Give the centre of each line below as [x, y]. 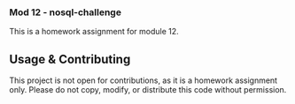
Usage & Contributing [70, 59]
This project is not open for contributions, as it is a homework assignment [143, 80]
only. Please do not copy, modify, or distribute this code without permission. [148, 90]
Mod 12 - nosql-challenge [66, 12]
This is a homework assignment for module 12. [94, 32]
